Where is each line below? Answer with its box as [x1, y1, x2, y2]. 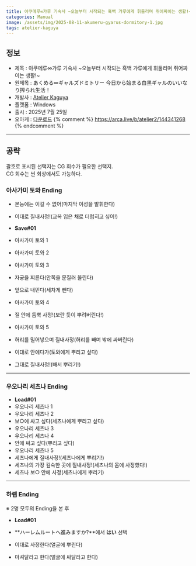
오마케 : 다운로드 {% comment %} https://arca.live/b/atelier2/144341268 [14, 116, 185, 123]
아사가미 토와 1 [14, 237, 48, 244]
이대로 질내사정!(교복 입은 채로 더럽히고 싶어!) [14, 213, 118, 220]
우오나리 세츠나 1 [14, 403, 53, 410]
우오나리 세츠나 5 [14, 447, 54, 454]
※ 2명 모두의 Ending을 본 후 [6, 505, 69, 512]
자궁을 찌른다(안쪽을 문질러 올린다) [14, 274, 94, 281]
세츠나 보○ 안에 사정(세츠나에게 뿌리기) [14, 469, 104, 476]
